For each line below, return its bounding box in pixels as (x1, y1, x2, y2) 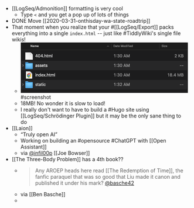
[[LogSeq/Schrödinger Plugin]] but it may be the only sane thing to (20, 112, 182, 119)
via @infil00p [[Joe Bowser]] (20, 150, 90, 157)
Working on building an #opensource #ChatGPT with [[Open (20, 137, 166, 144)
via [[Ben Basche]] (20, 191, 66, 198)
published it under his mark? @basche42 (35, 179, 135, 186)
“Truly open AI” (20, 131, 57, 138)
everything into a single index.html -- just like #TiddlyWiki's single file (11, 30, 181, 37)
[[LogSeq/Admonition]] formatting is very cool (11, 5, 123, 12)
